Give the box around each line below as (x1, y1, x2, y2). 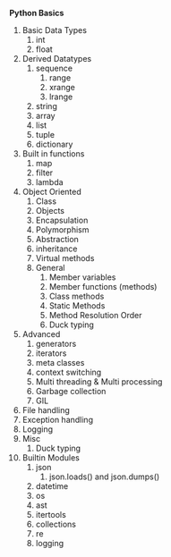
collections (35, 519, 76, 529)
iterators (35, 348, 67, 359)
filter (35, 167, 54, 178)
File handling (21, 405, 70, 415)
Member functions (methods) (48, 282, 158, 291)
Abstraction (35, 234, 79, 244)
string (35, 101, 58, 111)
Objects (35, 206, 65, 215)
